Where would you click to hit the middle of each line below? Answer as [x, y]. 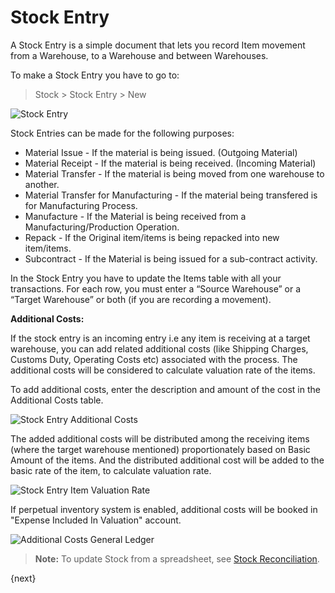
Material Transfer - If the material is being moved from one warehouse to [174, 173]
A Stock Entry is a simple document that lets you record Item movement [158, 45]
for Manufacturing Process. [81, 205]
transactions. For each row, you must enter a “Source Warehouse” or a [156, 288]
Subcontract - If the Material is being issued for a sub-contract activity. [171, 258]
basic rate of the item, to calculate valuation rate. [111, 470]
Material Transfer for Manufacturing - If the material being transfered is [171, 195]
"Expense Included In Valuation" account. [96, 520]
